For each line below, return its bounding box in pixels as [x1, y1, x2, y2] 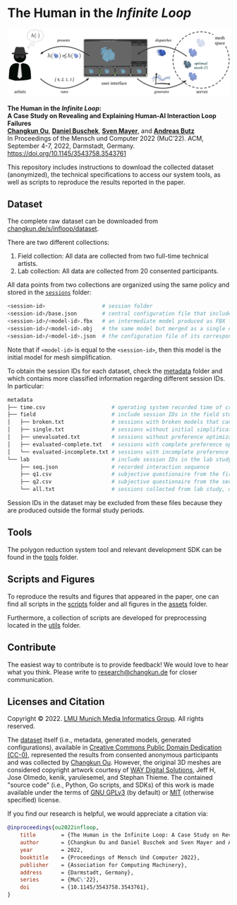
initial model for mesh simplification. [7, 352, 112, 362]
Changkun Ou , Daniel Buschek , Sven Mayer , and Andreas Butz [7, 126, 195, 135]
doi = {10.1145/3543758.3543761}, [20, 884, 150, 891]
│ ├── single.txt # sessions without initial [7, 426, 194, 433]
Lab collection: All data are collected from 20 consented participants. [17, 267, 219, 275]
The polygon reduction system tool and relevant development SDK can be [7, 545, 222, 553]
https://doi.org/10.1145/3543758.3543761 [7, 149, 127, 157]
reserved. [7, 722, 35, 730]
